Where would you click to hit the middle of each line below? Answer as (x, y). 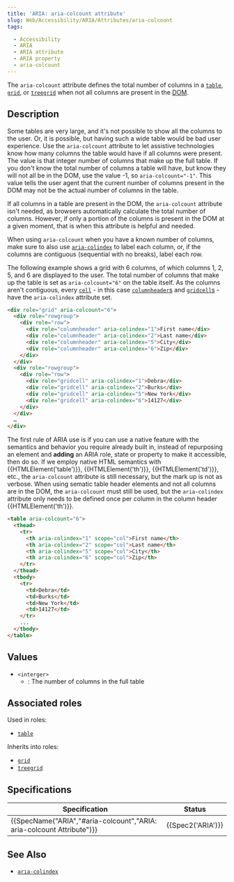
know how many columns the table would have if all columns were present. (115, 153)
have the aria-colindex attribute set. (60, 297)
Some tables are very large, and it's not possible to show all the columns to (115, 131)
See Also (27, 855)
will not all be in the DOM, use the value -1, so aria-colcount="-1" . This (109, 175)
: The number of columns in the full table (86, 681)
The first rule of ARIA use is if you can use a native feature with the (103, 440)
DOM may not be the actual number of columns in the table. (93, 190)
